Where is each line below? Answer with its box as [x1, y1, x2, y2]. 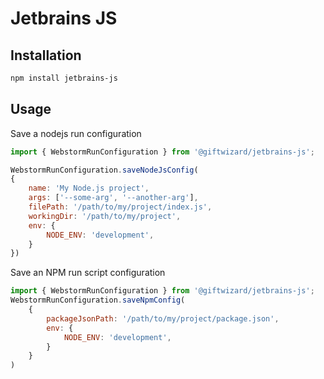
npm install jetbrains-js [10, 73, 118, 83]
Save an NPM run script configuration [10, 267, 166, 279]
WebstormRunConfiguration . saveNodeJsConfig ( [10, 165, 199, 175]
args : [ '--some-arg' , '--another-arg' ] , [28, 193, 199, 203]
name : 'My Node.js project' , [28, 183, 150, 194]
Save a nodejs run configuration [10, 127, 142, 139]
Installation [10, 47, 82, 64]
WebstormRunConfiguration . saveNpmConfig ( [10, 295, 186, 306]
